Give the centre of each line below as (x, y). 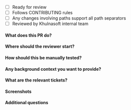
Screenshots (18, 91)
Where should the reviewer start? (40, 47)
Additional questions (27, 103)
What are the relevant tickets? (36, 80)
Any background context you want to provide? (53, 69)
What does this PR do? (29, 35)
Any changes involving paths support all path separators (69, 18)
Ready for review (29, 7)
